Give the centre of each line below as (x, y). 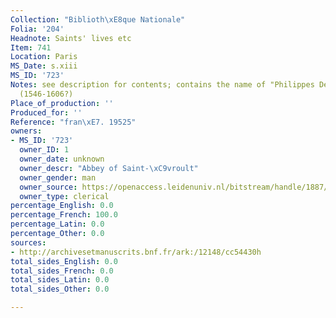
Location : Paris (44, 57)
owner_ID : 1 (44, 150)
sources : (28, 242)
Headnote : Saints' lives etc (71, 38)
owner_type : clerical (64, 196)
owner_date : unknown (62, 159)
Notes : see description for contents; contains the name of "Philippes (162, 85)
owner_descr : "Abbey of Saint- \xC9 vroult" (109, 168)
